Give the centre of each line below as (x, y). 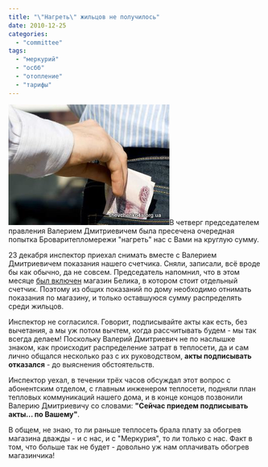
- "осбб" (30, 68)
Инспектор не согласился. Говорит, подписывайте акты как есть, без (128, 322)
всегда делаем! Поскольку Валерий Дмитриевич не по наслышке (122, 338)
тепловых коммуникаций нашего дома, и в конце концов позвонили (126, 397)
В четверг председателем (214, 222)
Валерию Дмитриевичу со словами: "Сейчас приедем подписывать (128, 405)
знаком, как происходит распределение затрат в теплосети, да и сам (129, 347)
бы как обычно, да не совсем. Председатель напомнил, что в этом (124, 272)
